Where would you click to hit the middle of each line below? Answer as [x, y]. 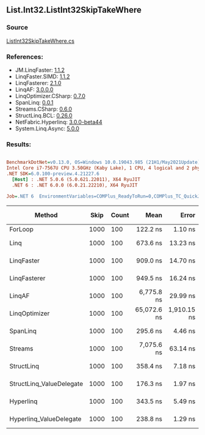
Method [46, 215]
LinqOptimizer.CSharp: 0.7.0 [50, 96]
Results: [19, 144]
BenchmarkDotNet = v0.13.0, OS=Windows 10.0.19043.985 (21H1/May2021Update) [103, 162]
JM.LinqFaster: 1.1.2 [40, 70]
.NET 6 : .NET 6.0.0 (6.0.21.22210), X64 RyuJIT [75, 185]
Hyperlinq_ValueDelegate [45, 418]
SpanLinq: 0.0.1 [34, 102]
